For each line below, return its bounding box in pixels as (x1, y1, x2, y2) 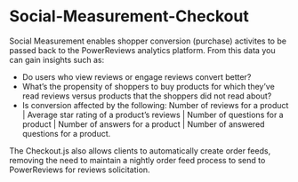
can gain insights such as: (9, 54, 105, 65)
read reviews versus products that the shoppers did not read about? (21, 91, 272, 101)
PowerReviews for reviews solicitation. (9, 164, 150, 175)
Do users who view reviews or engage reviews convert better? (21, 71, 252, 82)
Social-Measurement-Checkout (9, 6, 249, 27)
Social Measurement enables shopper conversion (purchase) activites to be (9, 36, 287, 46)
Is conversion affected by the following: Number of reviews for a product (21, 99, 289, 110)
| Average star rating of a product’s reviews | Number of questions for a (21, 109, 284, 120)
